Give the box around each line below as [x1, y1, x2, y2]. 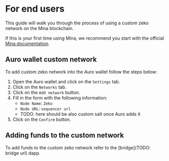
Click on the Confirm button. [12, 116, 71, 122]
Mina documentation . [5, 40, 50, 46]
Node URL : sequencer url [20, 105, 71, 112]
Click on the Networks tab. [12, 84, 67, 90]
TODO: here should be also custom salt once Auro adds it [20, 111, 141, 117]
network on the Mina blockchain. [5, 25, 74, 31]
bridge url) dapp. [5, 150, 41, 156]
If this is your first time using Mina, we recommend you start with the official [5, 35, 164, 41]
